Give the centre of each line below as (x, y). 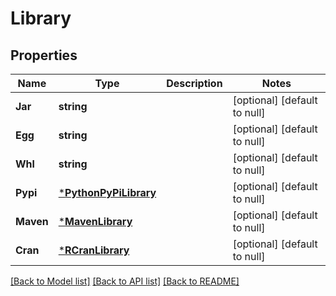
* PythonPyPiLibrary (107, 192)
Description (194, 83)
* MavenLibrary (95, 221)
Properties (44, 55)
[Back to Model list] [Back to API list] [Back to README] (125, 281)
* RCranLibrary (94, 250)
